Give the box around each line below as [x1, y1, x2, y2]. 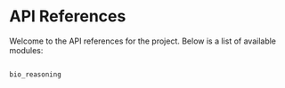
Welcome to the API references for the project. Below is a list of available [9, 36, 277, 46]
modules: [9, 44, 44, 55]
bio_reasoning [9, 69, 62, 79]
